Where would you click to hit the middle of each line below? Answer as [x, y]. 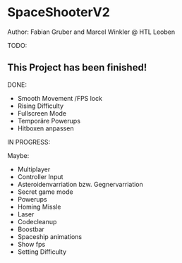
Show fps [31, 244]
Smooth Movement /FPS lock [60, 98]
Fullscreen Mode [42, 113]
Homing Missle [39, 207]
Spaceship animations [50, 236]
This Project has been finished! [77, 68]
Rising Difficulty [41, 106]
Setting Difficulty [42, 252]
